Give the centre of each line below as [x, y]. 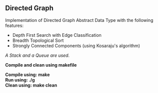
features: [14, 25]
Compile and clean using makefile [41, 65]
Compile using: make [27, 75]
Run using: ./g [20, 80]
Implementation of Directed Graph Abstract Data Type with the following [79, 20]
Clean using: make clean [31, 85]
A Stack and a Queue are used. [37, 55]
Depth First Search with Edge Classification [57, 35]
